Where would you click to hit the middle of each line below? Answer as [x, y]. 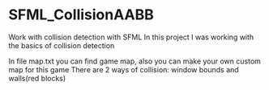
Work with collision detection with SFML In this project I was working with [131, 37]
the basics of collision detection [62, 45]
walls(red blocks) [37, 78]
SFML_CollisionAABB [81, 15]
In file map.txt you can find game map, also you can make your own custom [135, 61]
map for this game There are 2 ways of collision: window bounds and [124, 69]
